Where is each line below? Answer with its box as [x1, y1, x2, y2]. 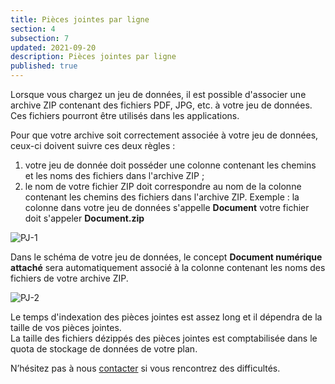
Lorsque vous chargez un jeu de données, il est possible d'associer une [10, 89, 307, 100]
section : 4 [10, 24, 56, 34]
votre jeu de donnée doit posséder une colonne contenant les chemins [24, 159, 317, 171]
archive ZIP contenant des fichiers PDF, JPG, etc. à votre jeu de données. [10, 99, 313, 111]
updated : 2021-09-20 [10, 42, 97, 53]
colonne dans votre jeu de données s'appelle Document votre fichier [24, 202, 310, 213]
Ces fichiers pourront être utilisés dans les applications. [10, 110, 240, 121]
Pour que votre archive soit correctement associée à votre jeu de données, [10, 129, 319, 141]
